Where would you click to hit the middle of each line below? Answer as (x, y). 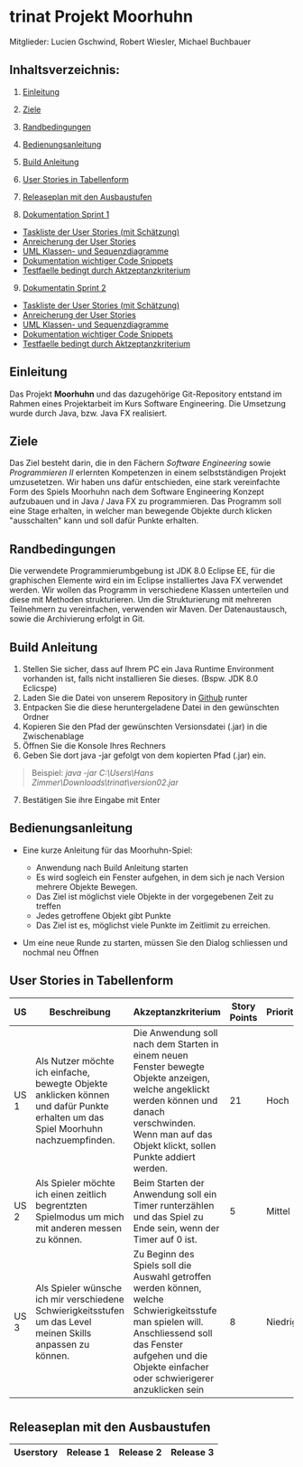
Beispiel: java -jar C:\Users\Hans (92, 773)
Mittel (278, 1210)
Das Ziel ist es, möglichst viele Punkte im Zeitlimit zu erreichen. (153, 925)
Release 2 (140, 1453)
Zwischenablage (53, 736)
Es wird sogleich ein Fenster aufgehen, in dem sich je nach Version (160, 877)
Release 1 (88, 1453)
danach (149, 1111)
